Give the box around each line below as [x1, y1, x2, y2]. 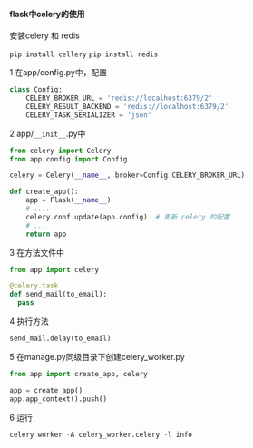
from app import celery [9, 265, 100, 274]
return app [25, 229, 67, 239]
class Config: [9, 85, 63, 94]
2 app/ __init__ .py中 [9, 128, 86, 139]
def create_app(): [9, 187, 79, 197]
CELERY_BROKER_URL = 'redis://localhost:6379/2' [25, 93, 213, 103]
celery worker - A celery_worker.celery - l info [9, 430, 193, 439]
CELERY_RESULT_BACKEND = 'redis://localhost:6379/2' [25, 102, 229, 111]
